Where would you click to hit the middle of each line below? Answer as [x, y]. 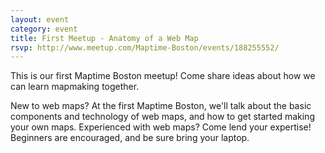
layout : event [40, 19]
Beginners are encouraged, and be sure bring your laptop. [130, 138]
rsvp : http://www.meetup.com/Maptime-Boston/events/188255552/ [145, 47]
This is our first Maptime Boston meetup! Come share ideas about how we [163, 76]
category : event [44, 29]
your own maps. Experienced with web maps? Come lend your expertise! [161, 127]
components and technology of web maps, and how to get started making [162, 117]
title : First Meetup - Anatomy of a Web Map [104, 38]
